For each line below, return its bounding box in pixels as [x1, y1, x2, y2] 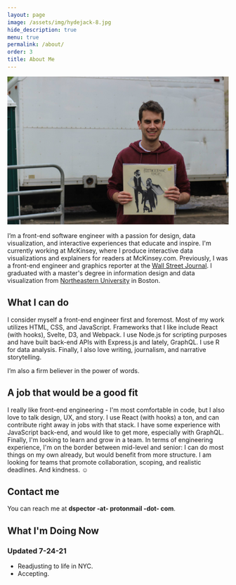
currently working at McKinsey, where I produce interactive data [7, 246, 193, 255]
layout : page [7, 11, 46, 18]
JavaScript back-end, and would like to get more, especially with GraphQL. [7, 428, 224, 436]
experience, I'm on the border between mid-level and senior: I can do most [7, 443, 224, 451]
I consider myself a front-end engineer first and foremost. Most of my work [7, 315, 225, 324]
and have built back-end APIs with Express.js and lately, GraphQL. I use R [7, 338, 220, 346]
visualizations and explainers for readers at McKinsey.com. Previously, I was [7, 254, 228, 263]
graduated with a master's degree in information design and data [7, 269, 195, 277]
